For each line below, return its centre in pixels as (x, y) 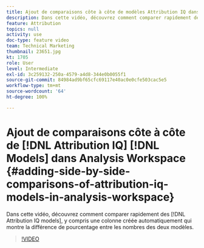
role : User (20, 63)
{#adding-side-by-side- (68, 171)
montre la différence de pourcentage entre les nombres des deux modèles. (100, 227)
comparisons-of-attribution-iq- (87, 184)
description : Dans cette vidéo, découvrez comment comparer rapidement (99, 18)
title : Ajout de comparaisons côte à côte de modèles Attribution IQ (96, 12)
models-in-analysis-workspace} (90, 197)
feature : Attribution (34, 23)
